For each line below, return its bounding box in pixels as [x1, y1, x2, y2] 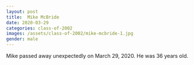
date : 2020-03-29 [6, 19, 49, 25]
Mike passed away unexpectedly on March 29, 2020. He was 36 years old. [6, 53, 189, 59]
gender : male [6, 36, 38, 42]
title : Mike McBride [6, 14, 60, 20]
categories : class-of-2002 [6, 25, 73, 31]
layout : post [6, 8, 38, 15]
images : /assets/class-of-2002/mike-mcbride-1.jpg [6, 31, 134, 37]
